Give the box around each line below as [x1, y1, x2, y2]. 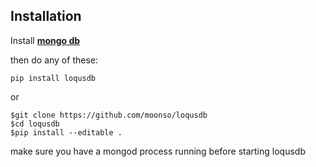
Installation [10, 8, 82, 25]
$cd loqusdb [10, 119, 60, 129]
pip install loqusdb [10, 73, 97, 83]
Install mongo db [10, 34, 81, 46]
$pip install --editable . [10, 127, 123, 138]
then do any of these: [10, 54, 98, 66]
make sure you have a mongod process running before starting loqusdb [10, 145, 306, 157]
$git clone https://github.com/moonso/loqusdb [10, 110, 208, 120]
